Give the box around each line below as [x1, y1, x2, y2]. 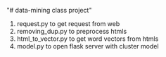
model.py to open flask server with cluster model [16, 42, 159, 50]
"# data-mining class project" [6, 6, 92, 14]
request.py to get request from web [16, 20, 120, 27]
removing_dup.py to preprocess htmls [16, 27, 127, 35]
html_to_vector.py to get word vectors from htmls [16, 34, 159, 43]
